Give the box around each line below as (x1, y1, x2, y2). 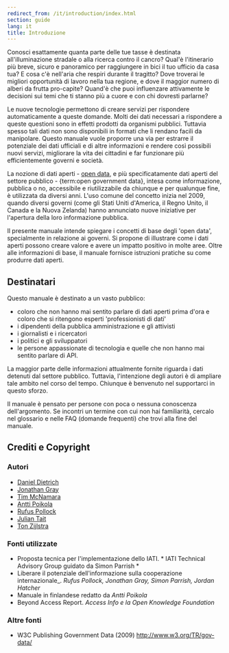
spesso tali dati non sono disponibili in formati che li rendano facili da (7, 127, 202, 135)
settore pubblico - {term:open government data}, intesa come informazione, (7, 177, 222, 186)
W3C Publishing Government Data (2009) (16, 631, 135, 639)
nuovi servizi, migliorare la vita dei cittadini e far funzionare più (7, 149, 184, 157)
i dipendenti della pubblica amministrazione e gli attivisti (16, 322, 176, 331)
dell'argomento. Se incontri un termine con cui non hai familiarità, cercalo (7, 407, 215, 416)
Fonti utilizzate (7, 539, 58, 549)
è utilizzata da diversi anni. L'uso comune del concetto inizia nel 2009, (7, 192, 206, 200)
